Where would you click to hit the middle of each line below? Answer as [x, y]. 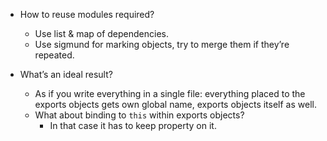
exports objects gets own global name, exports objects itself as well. [175, 104]
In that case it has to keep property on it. [133, 125]
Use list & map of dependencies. [102, 33]
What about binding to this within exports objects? [139, 115]
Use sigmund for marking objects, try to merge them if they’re [162, 44]
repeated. [54, 55]
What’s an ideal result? [66, 74]
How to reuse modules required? [87, 14]
